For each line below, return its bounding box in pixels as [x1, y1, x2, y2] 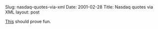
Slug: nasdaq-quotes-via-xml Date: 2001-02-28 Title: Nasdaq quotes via [5, 4, 154, 10]
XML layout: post [5, 9, 40, 15]
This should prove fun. [5, 19, 51, 24]
